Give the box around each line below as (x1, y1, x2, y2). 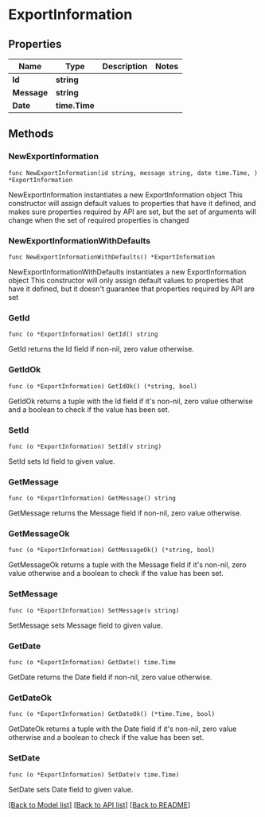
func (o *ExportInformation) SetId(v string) (8, 442, 162, 450)
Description (102, 61, 148, 72)
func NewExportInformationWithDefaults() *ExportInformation (8, 253, 216, 261)
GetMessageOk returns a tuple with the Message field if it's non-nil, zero (8, 560, 247, 570)
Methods (8, 127, 54, 141)
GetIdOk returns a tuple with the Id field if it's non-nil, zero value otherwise (8, 396, 253, 406)
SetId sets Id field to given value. (8, 456, 115, 466)
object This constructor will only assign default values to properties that (8, 275, 244, 285)
